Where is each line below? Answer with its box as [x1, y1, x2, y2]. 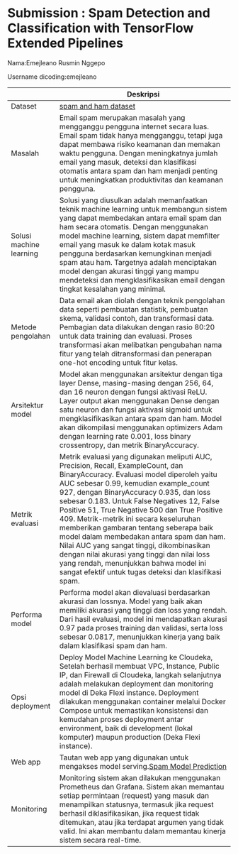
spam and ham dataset [59, 101, 136, 111]
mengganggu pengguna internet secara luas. [59, 121, 209, 131]
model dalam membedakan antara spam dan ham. [59, 531, 226, 541]
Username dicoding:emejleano [7, 72, 97, 81]
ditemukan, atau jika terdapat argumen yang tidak [59, 817, 225, 827]
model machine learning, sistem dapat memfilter [59, 231, 220, 241]
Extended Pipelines [7, 35, 124, 51]
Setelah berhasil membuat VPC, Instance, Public [59, 661, 220, 671]
